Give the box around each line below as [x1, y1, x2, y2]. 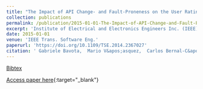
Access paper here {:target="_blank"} [6, 76, 99, 83]
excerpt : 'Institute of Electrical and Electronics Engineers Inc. [6, 25, 180, 32]
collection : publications [6, 14, 71, 20]
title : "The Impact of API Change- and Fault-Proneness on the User [6, 8, 182, 15]
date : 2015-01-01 [6, 31, 50, 37]
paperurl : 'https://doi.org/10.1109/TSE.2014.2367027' [6, 43, 147, 49]
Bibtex [6, 64, 22, 72]
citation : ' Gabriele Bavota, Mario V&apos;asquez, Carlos [6, 48, 164, 54]
